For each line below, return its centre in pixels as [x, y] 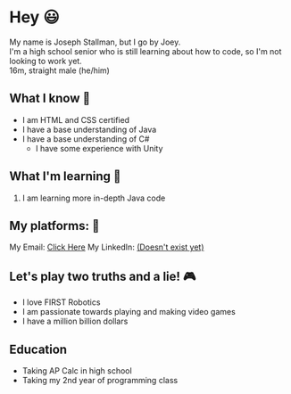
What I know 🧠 [50, 98]
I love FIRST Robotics [61, 302]
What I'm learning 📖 [66, 176]
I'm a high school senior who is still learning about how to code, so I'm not [145, 51]
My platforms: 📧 [54, 226]
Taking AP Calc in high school [77, 371]
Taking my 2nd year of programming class [100, 380]
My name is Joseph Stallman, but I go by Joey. [95, 42]
